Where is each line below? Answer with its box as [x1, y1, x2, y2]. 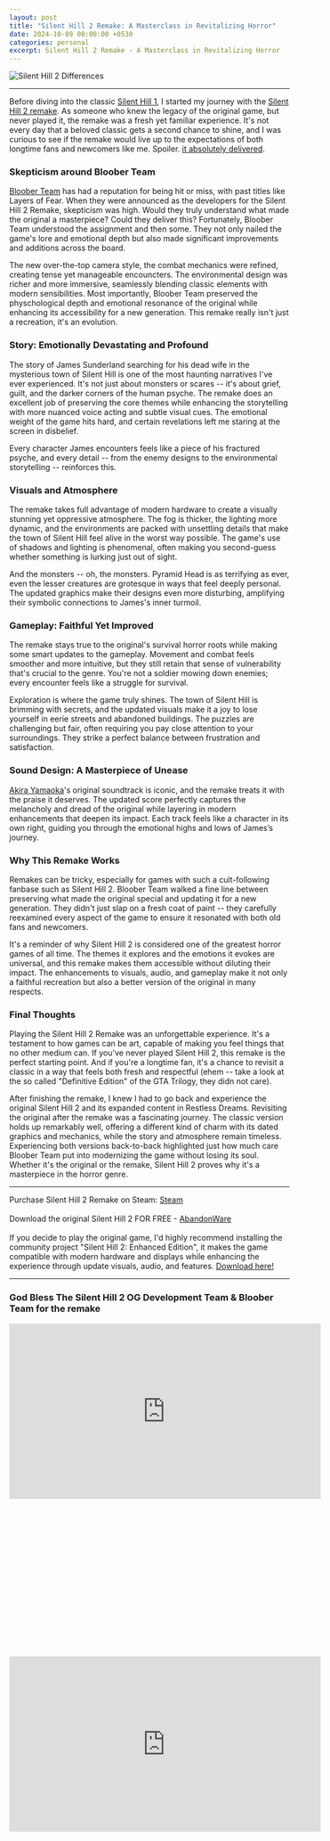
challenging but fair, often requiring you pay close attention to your [9, 723, 254, 734]
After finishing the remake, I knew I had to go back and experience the [9, 1093, 267, 1104]
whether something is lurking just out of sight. [9, 551, 178, 562]
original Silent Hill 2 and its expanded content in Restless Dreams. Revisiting [9, 1103, 287, 1113]
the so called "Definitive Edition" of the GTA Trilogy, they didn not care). [9, 1076, 272, 1087]
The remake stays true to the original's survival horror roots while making [9, 639, 278, 650]
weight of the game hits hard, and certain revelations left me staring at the [9, 416, 280, 427]
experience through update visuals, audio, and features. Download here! [9, 1261, 274, 1272]
